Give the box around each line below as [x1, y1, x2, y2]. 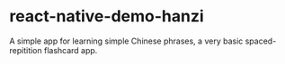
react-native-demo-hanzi [9, 6, 204, 27]
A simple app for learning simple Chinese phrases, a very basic [9, 36, 244, 46]
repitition [9, 44, 42, 55]
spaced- [245, 36, 277, 46]
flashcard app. [43, 44, 98, 55]
